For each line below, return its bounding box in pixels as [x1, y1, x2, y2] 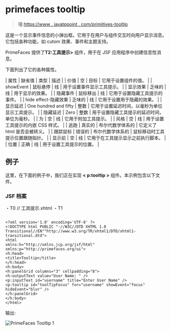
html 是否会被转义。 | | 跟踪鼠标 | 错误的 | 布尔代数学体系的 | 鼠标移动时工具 [5, 128, 165, 134]
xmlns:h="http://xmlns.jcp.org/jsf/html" [5, 242, 95, 247]
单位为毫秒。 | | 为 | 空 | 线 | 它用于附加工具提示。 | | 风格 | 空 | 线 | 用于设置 [5, 115, 164, 122]
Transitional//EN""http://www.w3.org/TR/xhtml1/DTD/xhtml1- [5, 229, 137, 234]
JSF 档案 [5, 193, 27, 200]
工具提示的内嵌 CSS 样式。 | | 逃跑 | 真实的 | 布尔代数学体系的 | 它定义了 [5, 122, 157, 128]
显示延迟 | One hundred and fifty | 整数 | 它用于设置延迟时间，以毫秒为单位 [5, 103, 163, 109]
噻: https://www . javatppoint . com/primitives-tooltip [17, 21, 128, 27]
